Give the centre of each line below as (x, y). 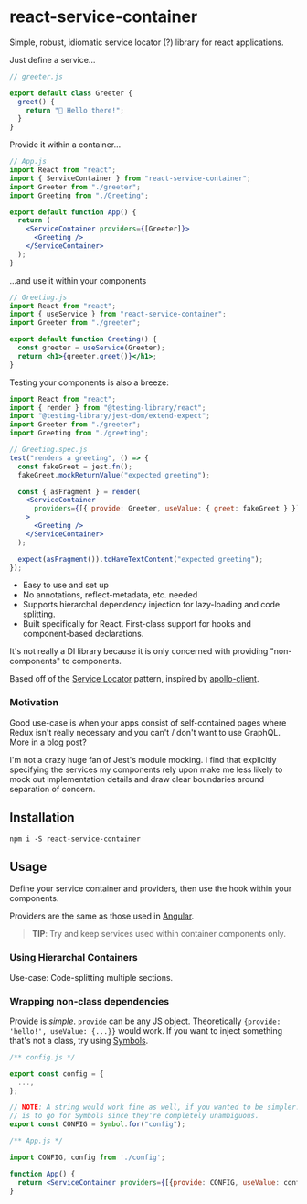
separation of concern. (53, 789)
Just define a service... (53, 59)
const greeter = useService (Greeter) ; (92, 348)
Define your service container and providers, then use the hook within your (151, 888)
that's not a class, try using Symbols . (79, 1040)
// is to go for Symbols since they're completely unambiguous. (134, 1116)
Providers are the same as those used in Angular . (102, 916)
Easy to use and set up (66, 585)
